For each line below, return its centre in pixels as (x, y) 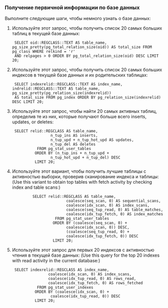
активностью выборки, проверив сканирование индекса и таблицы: (85, 177)
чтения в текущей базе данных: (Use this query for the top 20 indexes (86, 255)
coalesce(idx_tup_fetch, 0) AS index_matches (115, 214)
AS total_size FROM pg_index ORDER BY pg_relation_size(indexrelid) (88, 98)
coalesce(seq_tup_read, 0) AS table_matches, (115, 210)
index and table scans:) (36, 187)
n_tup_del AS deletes (73, 144)
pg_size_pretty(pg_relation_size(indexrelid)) (62, 93)
